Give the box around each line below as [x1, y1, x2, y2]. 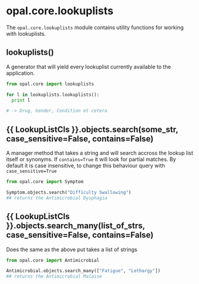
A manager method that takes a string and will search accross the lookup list [6, 150, 194, 157]
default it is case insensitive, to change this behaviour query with [6, 162, 165, 169]
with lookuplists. [6, 30, 46, 37]
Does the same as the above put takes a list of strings [6, 245, 138, 253]
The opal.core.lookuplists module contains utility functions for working [6, 24, 184, 31]
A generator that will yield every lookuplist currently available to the [6, 63, 171, 70]
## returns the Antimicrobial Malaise [6, 273, 102, 280]
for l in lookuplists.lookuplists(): [6, 91, 100, 97]
